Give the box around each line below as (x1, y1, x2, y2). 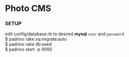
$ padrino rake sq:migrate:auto (5, 36, 67, 42)
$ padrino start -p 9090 (5, 46, 52, 52)
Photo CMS (5, 3, 51, 14)
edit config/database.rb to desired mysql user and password (5, 31, 125, 37)
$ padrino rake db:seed (5, 42, 52, 47)
